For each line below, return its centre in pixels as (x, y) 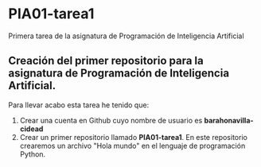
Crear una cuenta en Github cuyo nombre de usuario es (111, 120)
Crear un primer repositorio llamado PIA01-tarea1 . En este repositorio (134, 137)
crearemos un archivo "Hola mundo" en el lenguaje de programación (132, 146)
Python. (33, 154)
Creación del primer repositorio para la (106, 61)
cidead (31, 129)
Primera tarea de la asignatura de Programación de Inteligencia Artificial (126, 36)
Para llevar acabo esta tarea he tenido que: (79, 105)
